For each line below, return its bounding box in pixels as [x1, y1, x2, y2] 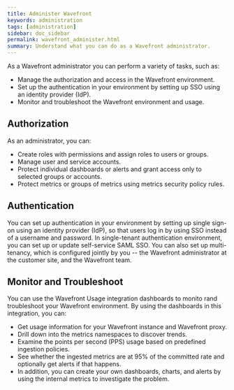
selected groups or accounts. [17, 172, 103, 180]
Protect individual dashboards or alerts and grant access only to [17, 165, 203, 173]
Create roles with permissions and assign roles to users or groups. [17, 150, 209, 158]
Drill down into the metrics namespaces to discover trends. [17, 330, 187, 339]
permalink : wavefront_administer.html [7, 36, 120, 43]
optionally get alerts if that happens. [17, 360, 122, 368]
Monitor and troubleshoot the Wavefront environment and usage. [17, 98, 205, 106]
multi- [209, 240, 227, 249]
